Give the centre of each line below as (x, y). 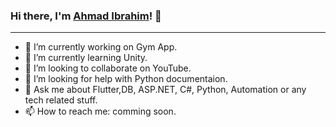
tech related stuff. (61, 100)
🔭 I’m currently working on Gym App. (101, 47)
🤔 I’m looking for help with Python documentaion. (126, 79)
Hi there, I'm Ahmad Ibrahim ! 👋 (86, 16)
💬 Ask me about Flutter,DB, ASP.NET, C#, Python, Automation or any (165, 90)
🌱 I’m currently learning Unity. (86, 58)
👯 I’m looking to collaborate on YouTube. (108, 68)
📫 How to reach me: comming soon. (100, 111)
